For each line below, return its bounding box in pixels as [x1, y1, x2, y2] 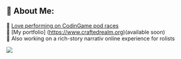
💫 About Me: [6, 6, 55, 16]
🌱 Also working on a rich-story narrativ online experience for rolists [6, 34, 176, 42]
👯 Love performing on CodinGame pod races [6, 22, 119, 29]
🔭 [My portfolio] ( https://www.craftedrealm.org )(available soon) [6, 28, 166, 36]
